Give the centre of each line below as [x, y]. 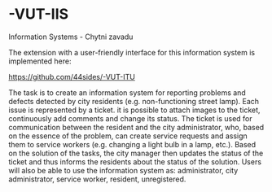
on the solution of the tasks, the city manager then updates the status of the [136, 153]
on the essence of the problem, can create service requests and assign [128, 136]
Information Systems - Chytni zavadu [71, 37]
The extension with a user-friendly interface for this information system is [132, 52]
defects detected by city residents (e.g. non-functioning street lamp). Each [134, 101]
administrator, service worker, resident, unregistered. [97, 179]
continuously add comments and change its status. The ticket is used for [130, 118]
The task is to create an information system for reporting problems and [127, 92]
